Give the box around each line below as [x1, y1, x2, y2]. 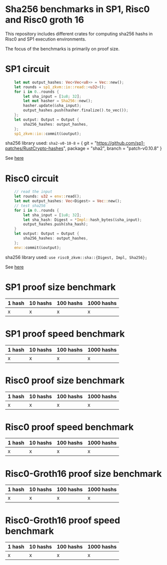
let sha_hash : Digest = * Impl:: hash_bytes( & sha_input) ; [23, 217, 142, 222]
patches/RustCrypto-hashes [5, 145, 63, 151]
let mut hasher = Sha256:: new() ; [23, 99, 93, 104]
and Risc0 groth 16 [5, 14, 84, 26]
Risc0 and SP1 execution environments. [5, 36, 86, 42]
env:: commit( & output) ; [14, 245, 61, 250]
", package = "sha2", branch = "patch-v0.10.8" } [63, 145, 162, 151]
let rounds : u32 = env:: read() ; [14, 194, 81, 199]
